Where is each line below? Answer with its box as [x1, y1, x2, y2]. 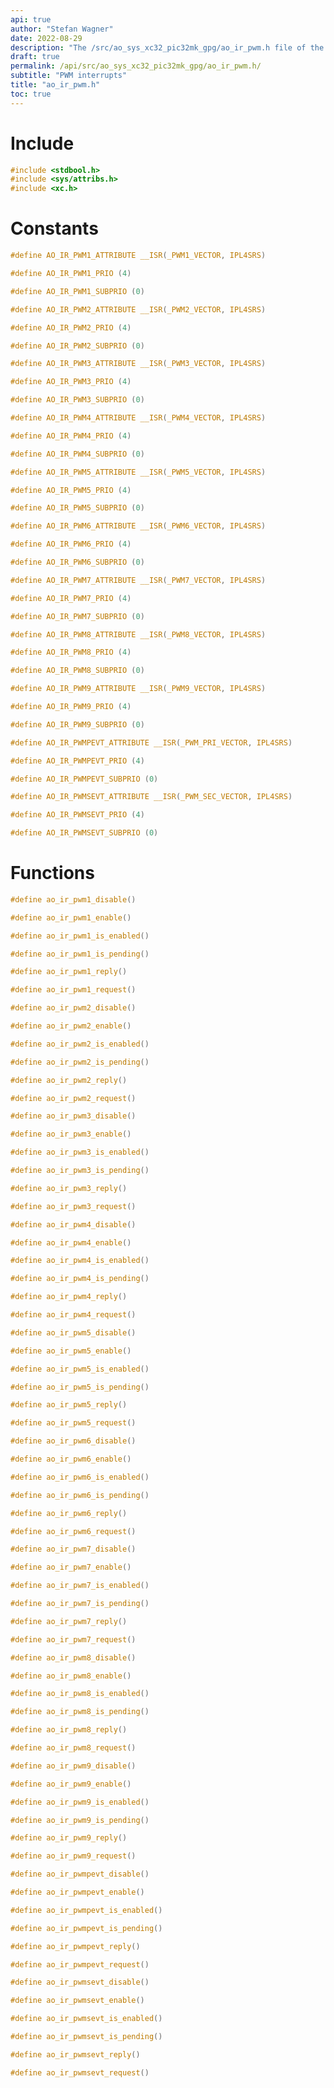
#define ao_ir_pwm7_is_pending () [10, 1599, 150, 1609]
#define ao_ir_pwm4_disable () [10, 1219, 137, 1230]
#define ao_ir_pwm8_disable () [10, 1652, 137, 1663]
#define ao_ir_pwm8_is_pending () [10, 1707, 150, 1717]
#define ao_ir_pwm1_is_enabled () [10, 931, 150, 941]
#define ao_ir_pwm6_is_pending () [10, 1490, 150, 1500]
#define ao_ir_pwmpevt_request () [10, 1959, 150, 1970]
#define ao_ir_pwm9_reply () [10, 1833, 128, 1843]
